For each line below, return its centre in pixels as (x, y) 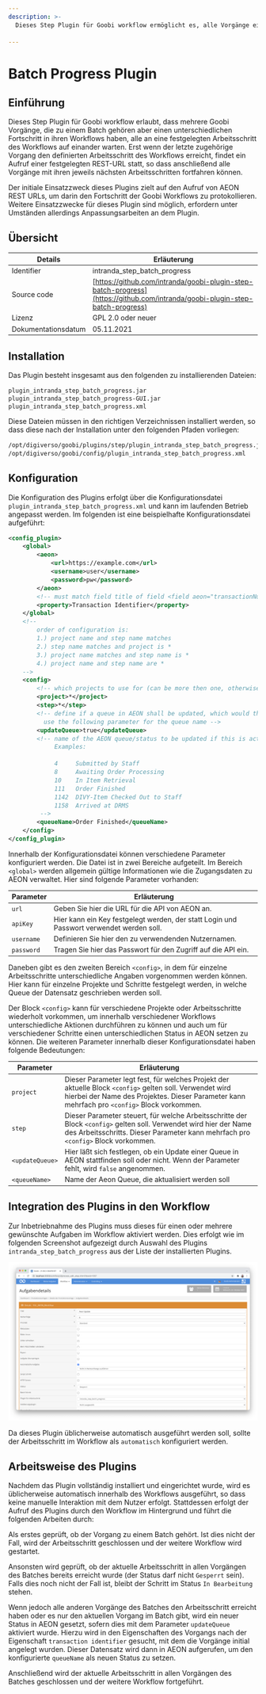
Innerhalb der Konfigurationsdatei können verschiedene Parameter (117, 854)
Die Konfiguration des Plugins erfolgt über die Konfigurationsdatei (116, 497)
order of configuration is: (83, 630)
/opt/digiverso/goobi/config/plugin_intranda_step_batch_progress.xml (127, 453)
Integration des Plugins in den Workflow (109, 1207)
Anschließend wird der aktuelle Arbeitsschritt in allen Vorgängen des (120, 1673)
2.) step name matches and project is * (104, 647)
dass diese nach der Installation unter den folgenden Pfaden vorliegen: (124, 429)
